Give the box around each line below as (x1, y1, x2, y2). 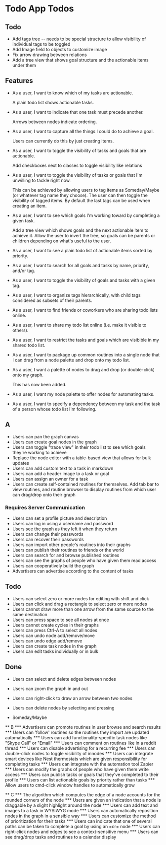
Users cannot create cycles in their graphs (12, 622, 99, 628)
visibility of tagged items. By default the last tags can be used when (12, 197, 151, 204)
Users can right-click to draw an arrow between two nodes (12, 695, 132, 701)
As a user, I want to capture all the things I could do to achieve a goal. (12, 128, 154, 134)
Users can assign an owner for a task (12, 476, 88, 482)
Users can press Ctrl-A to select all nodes (12, 627, 98, 633)
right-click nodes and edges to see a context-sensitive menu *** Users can (5, 829, 159, 835)
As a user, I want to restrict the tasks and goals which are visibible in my (12, 337, 159, 343)
